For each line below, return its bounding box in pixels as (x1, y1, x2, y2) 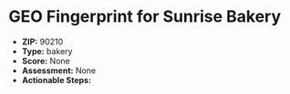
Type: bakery (21, 45, 73, 56)
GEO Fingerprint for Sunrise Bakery (8, 6, 282, 27)
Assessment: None (21, 65, 97, 76)
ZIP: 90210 (21, 36, 64, 47)
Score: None (21, 55, 70, 66)
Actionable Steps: (21, 74, 92, 85)
